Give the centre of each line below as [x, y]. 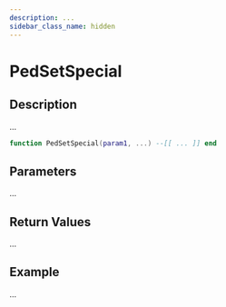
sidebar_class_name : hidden [63, 26]
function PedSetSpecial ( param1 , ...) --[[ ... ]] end [113, 143]
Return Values [50, 222]
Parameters [43, 171]
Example [34, 272]
